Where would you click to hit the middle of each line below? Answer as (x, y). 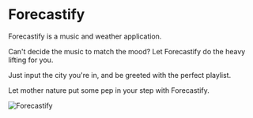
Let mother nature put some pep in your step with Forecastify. (109, 90)
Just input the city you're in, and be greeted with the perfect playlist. (120, 75)
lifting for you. (31, 60)
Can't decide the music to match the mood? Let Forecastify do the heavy (127, 51)
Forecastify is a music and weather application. (85, 36)
